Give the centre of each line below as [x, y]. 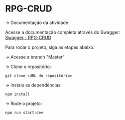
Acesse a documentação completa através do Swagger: [63, 32]
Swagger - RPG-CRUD [28, 37]
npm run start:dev [24, 112]
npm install [17, 94]
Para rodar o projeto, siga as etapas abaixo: [50, 47]
